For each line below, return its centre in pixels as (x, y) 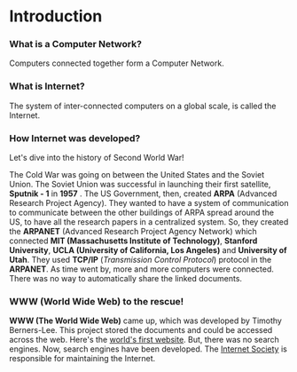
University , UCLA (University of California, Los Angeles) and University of (148, 250)
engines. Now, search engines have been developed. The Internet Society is (148, 349)
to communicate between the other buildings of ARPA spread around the (142, 213)
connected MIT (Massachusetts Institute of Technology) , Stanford (133, 241)
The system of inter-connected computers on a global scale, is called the (143, 106)
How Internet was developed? (75, 138)
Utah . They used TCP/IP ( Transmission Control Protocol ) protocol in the (141, 260)
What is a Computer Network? (75, 44)
